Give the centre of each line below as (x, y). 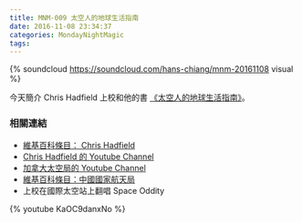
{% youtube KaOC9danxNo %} (68, 208)
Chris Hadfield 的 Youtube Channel (88, 157)
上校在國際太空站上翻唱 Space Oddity (94, 190)
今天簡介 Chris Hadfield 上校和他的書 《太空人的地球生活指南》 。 (130, 97)
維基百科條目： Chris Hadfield (78, 145)
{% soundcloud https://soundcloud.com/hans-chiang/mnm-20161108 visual (151, 69)
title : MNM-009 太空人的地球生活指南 (74, 18)
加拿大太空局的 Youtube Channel (84, 167)
